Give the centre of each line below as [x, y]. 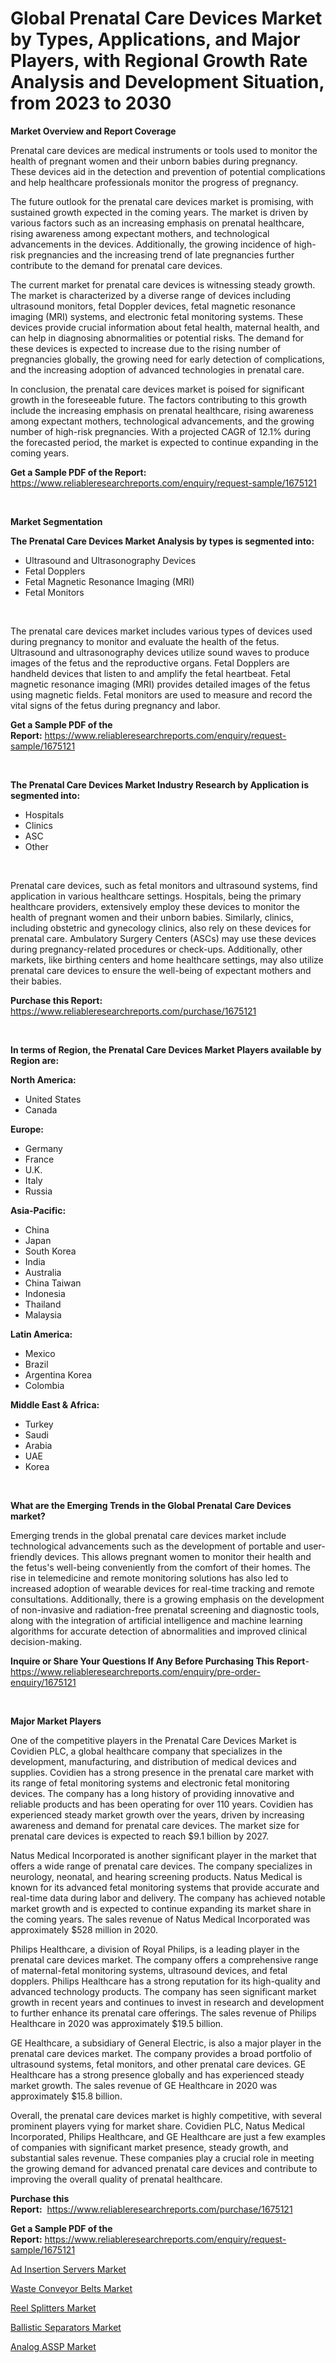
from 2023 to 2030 [91, 103]
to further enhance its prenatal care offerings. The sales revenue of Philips [163, 2013]
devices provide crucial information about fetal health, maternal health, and [165, 327]
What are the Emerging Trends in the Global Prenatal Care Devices [151, 1505]
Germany [43, 1148]
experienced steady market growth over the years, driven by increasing [157, 1814]
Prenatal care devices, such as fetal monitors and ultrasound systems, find [164, 885]
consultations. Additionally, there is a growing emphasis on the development [167, 1599]
